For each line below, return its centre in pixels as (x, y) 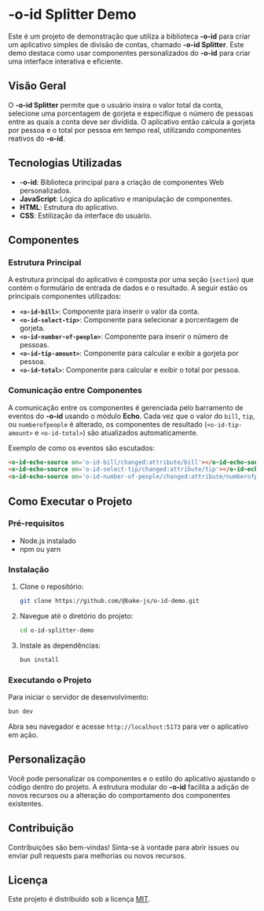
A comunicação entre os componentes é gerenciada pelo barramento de (126, 407)
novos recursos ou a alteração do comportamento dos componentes (119, 795)
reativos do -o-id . (37, 138)
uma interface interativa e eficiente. (66, 61)
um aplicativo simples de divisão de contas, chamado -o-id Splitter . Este (126, 44)
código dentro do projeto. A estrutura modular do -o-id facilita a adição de (128, 787)
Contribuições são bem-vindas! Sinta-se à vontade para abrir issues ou (124, 847)
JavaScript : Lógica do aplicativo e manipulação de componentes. (126, 199)
